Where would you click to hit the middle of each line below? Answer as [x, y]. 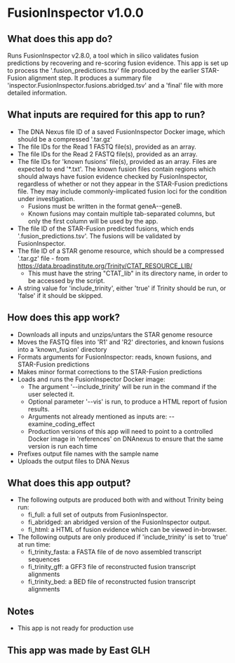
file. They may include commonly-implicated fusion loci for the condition [122, 191]
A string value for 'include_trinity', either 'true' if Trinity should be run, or [122, 288]
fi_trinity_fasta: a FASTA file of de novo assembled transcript [115, 552]
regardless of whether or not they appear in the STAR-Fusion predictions [122, 184]
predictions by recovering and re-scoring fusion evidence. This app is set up [118, 63]
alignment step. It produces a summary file [90, 78]
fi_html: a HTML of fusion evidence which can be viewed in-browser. [127, 530]
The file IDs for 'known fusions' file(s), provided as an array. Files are [117, 161]
